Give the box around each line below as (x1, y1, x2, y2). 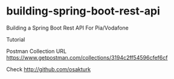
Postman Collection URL (6, 47, 67, 55)
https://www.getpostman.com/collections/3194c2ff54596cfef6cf (6, 54, 168, 61)
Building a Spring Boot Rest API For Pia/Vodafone (6, 24, 129, 31)
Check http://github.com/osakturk (6, 65, 91, 73)
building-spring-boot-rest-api (6, 4, 160, 18)
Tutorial (6, 36, 25, 43)
